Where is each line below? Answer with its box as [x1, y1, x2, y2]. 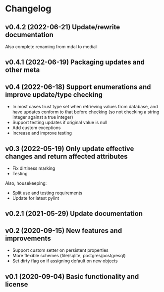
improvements [5, 234, 51, 242]
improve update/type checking [5, 90, 103, 99]
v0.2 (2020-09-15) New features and [5, 226, 122, 235]
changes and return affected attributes [5, 152, 128, 160]
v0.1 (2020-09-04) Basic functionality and [5, 272, 139, 281]
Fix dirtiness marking [12, 165, 55, 171]
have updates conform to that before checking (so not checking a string [12, 109, 160, 115]
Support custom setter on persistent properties [12, 247, 109, 253]
